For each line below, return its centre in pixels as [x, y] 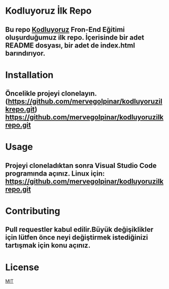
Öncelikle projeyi [32, 94]
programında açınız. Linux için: [55, 173]
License [22, 267]
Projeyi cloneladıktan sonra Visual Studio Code [81, 165]
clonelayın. [79, 94]
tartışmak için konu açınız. [48, 245]
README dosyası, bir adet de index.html [70, 45]
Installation [29, 75]
